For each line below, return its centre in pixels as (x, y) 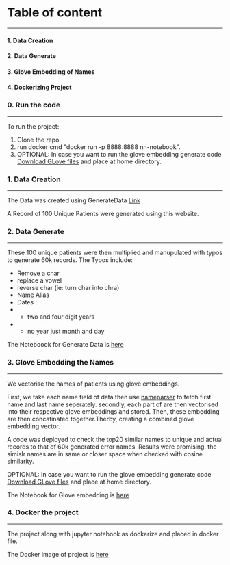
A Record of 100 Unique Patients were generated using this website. (103, 213)
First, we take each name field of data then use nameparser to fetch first (109, 397)
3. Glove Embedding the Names (61, 363)
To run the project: (33, 126)
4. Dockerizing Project (39, 88)
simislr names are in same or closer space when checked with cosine (105, 454)
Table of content (55, 13)
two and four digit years (61, 317)
